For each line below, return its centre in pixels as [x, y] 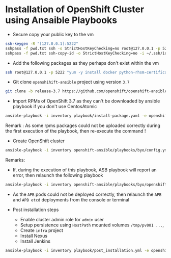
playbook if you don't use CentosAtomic [55, 107]
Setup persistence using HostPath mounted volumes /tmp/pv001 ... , [92, 225]
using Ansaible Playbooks [61, 20]
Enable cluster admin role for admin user [62, 219]
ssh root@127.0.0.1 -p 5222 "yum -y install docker [61, 72]
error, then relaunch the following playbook [58, 175]
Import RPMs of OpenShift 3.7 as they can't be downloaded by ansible [86, 101]
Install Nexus [34, 236]
